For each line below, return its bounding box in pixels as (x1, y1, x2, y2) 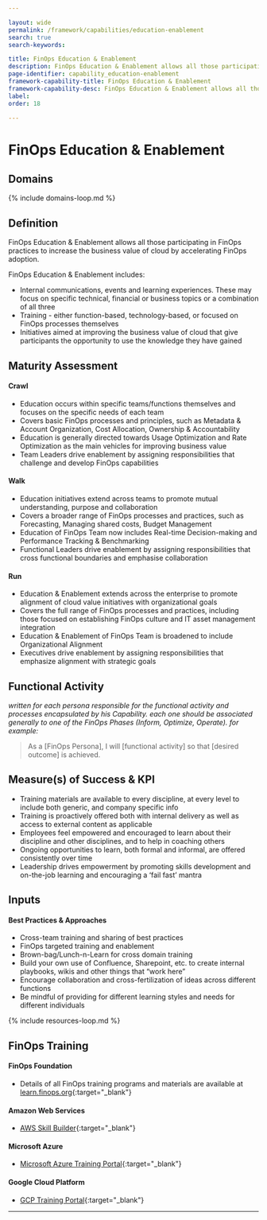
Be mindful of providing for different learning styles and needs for (19, 992, 235, 1002)
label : (8, 92, 30, 100)
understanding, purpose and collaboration (19, 502, 158, 511)
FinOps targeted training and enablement (19, 942, 155, 951)
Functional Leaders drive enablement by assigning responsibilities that (19, 544, 251, 554)
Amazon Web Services (8, 1105, 86, 1115)
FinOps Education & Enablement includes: (8, 270, 145, 279)
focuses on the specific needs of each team (19, 407, 164, 417)
